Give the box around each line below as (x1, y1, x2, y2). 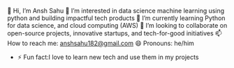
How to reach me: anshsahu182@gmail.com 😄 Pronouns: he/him (7, 39, 194, 47)
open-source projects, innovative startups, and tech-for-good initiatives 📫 (7, 29, 222, 37)
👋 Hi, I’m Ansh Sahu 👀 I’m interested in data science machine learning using (7, 7, 225, 15)
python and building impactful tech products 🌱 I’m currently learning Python (7, 14, 226, 22)
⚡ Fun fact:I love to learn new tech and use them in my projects (17, 53, 199, 61)
